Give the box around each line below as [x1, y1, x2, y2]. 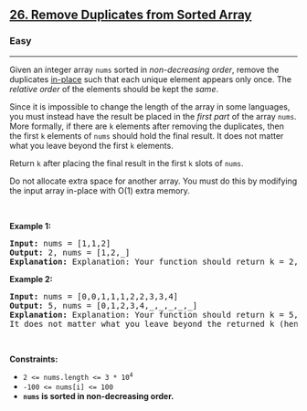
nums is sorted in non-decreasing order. [22, 390, 175, 401]
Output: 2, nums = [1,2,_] [9, 247, 131, 258]
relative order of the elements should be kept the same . [9, 83, 219, 94]
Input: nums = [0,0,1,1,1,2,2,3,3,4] [9, 291, 179, 301]
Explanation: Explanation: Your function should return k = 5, [9, 310, 299, 320]
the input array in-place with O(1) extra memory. [9, 184, 190, 195]
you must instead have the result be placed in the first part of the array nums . [9, 111, 297, 121]
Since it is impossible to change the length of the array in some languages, [9, 100, 291, 112]
